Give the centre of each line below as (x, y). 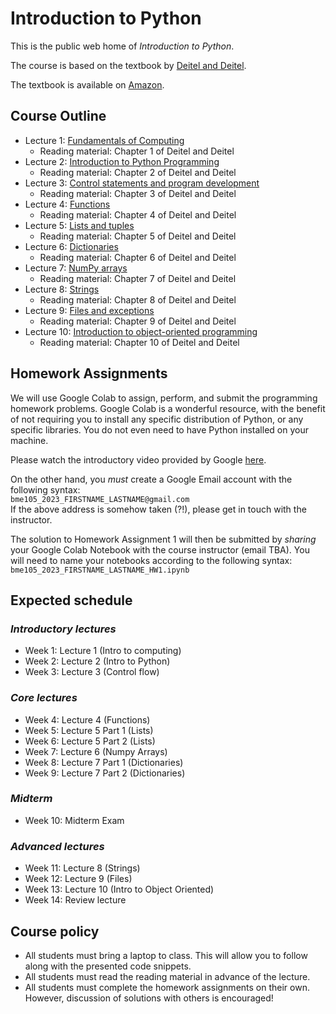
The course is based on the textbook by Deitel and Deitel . (128, 65)
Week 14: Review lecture (75, 900)
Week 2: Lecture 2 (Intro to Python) (97, 661)
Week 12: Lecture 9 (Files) (78, 879)
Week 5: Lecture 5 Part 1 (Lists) (89, 730)
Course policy (55, 931)
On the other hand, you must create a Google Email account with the (151, 479)
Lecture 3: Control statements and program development (142, 183)
